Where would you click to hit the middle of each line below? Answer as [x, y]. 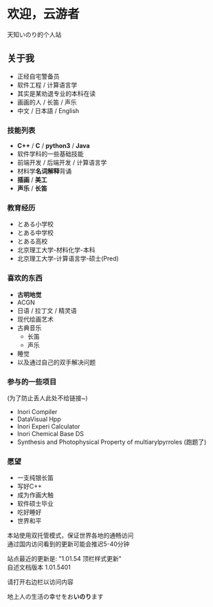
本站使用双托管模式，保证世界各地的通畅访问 [70, 535]
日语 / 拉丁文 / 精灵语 [47, 310]
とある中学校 [35, 233]
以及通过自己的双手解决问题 [56, 362]
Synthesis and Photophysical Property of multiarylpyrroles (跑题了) [112, 442]
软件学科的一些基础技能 [50, 154]
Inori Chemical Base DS [51, 433]
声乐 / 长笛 [32, 188]
